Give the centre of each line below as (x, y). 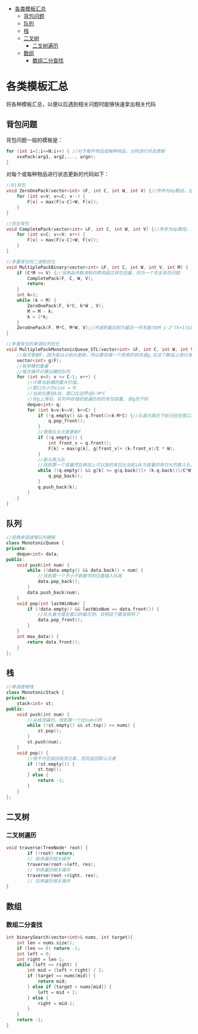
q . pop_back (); (65, 476)
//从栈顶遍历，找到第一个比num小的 (65, 720)
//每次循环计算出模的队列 (44, 372)
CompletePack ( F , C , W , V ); (60, 278)
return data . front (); (54, 642)
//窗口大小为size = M (52, 388)
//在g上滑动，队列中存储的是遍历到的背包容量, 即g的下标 (88, 399)
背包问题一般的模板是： (34, 140)
